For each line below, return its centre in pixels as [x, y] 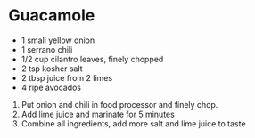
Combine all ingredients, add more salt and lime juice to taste [133, 123]
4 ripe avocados [51, 87]
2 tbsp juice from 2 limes [67, 77]
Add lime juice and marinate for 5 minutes [98, 114]
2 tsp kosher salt [52, 69]
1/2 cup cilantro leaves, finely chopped [92, 59]
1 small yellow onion [58, 40]
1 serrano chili [47, 49]
